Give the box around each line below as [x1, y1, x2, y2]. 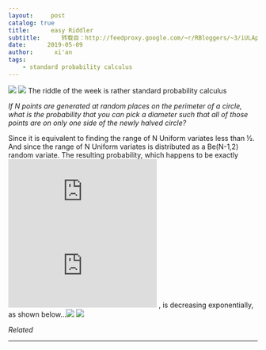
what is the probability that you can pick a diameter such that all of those [8, 109, 249, 119]
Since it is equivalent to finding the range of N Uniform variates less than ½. [8, 133, 255, 143]
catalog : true [8, 19, 55, 27]
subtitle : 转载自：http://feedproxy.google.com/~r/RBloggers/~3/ [8, 33, 241, 42]
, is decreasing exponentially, [158, 300, 254, 310]
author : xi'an [8, 48, 73, 56]
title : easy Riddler [8, 26, 93, 34]
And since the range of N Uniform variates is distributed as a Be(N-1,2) [8, 142, 239, 151]
